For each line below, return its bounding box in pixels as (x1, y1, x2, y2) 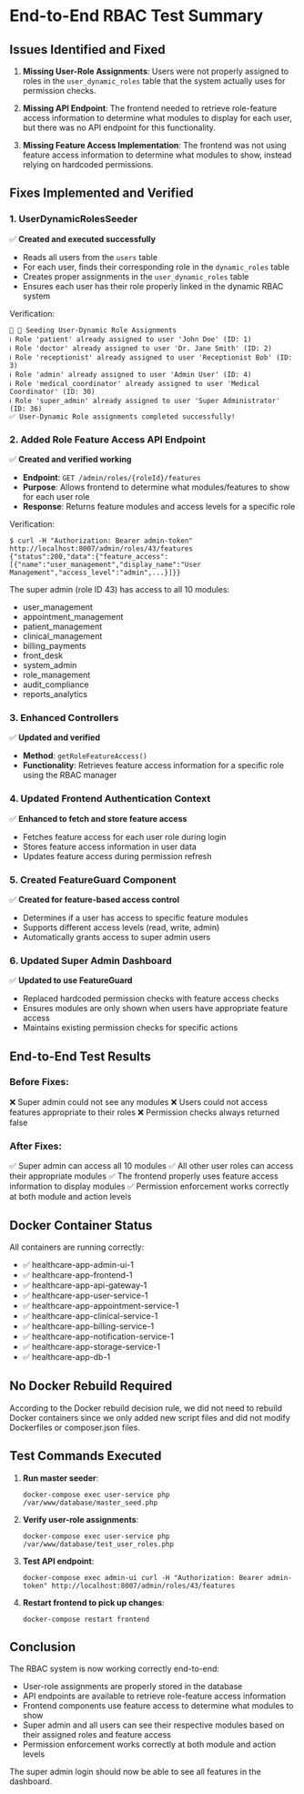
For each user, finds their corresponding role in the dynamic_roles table (22, 261, 289, 272)
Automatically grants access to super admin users (22, 931, 211, 942)
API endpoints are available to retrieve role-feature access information (22, 1690, 287, 1702)
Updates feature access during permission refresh (22, 850, 212, 861)
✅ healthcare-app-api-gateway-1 (22, 1280, 147, 1291)
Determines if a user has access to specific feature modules (22, 912, 248, 923)
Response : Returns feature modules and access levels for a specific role (22, 501, 296, 512)
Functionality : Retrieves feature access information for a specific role (22, 760, 285, 771)
